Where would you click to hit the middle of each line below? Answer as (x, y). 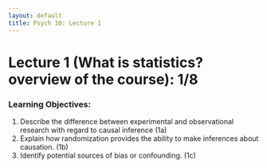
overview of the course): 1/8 (103, 79)
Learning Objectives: (50, 104)
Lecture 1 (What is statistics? (106, 63)
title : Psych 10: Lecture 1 (55, 23)
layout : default (35, 16)
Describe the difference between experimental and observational (126, 121)
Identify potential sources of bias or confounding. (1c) (108, 155)
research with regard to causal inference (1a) (93, 130)
